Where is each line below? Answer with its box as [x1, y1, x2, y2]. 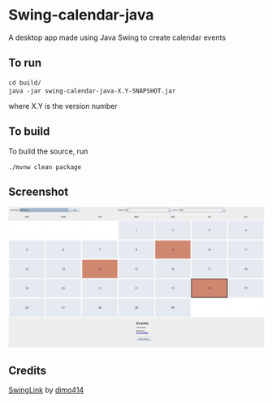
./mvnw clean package [8, 162, 82, 171]
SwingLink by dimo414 [8, 385, 84, 395]
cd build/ [8, 79, 42, 87]
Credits [8, 363, 47, 377]
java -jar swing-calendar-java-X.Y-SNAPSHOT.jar [8, 87, 176, 95]
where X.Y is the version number [8, 101, 118, 110]
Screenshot [8, 184, 69, 198]
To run [8, 56, 42, 70]
